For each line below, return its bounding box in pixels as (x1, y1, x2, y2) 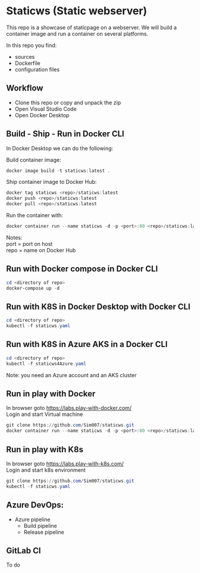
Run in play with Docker (6, 389, 96, 399)
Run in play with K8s (6, 444, 83, 455)
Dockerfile (14, 60, 40, 67)
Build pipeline (23, 522, 58, 529)
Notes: (6, 234, 23, 241)
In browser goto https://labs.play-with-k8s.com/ (6, 460, 124, 467)
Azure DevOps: (6, 500, 64, 510)
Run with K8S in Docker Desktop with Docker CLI (6, 302, 190, 312)
